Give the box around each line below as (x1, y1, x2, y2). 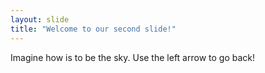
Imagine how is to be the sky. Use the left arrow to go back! (10, 51, 256, 63)
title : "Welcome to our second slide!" (10, 24, 177, 34)
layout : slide (10, 14, 70, 25)
